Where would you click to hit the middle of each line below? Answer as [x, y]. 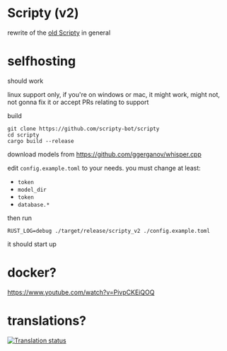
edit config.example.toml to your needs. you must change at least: [104, 168]
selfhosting [42, 61]
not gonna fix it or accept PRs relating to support [78, 102]
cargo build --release [41, 141]
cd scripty [23, 135]
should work [25, 81]
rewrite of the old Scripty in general [59, 33]
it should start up [32, 244]
